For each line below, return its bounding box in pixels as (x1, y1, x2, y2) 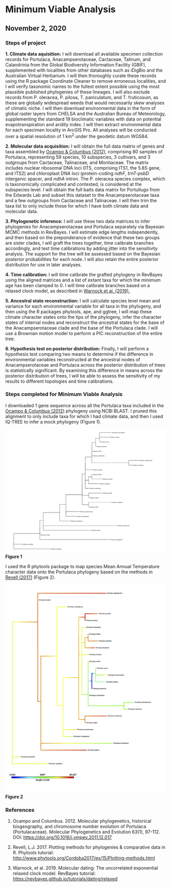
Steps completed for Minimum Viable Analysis (5, 391, 123, 398)
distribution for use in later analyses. (5, 262, 82, 268)
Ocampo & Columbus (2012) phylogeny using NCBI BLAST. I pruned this (5, 408, 157, 414)
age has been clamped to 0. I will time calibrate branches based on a (5, 282, 150, 288)
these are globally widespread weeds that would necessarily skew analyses (5, 100, 165, 106)
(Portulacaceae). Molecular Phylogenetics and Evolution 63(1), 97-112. (12, 829, 160, 835)
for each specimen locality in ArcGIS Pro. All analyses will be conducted (5, 127, 157, 133)
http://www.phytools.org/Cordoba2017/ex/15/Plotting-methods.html (12, 855, 155, 861)
